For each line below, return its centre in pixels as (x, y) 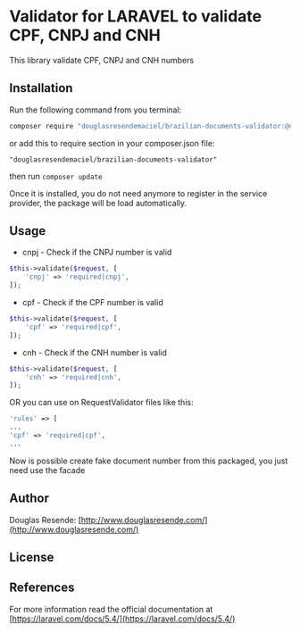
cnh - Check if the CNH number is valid (95, 352)
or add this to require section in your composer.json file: (112, 143)
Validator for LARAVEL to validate (136, 17)
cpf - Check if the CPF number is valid (92, 303)
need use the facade (47, 470)
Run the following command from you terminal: (96, 110)
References (42, 588)
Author (29, 499)
